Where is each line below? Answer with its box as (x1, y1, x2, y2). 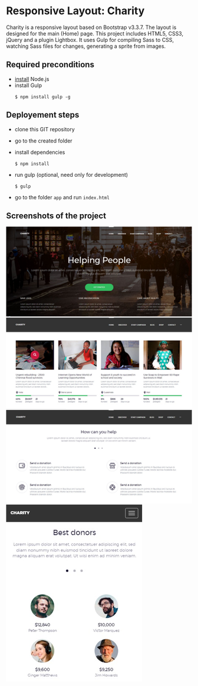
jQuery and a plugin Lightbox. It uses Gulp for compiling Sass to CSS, (6, 36, 174, 43)
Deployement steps (6, 110, 80, 120)
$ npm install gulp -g (14, 93, 71, 100)
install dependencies (14, 148, 65, 156)
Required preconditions (6, 60, 94, 70)
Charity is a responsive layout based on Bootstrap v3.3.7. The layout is (6, 24, 177, 31)
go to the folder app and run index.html (14, 193, 110, 200)
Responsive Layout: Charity (6, 4, 145, 18)
